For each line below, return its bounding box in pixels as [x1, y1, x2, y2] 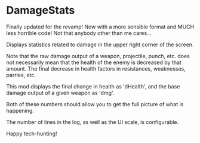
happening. [6, 107, 34, 114]
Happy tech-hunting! [6, 130, 57, 137]
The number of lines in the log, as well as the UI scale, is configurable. [6, 118, 179, 125]
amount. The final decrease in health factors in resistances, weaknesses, [6, 65, 186, 72]
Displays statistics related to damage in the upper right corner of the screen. [6, 41, 194, 48]
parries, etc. [6, 71, 36, 78]
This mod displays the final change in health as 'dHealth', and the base [6, 82, 180, 90]
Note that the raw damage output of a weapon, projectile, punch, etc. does [6, 52, 190, 59]
